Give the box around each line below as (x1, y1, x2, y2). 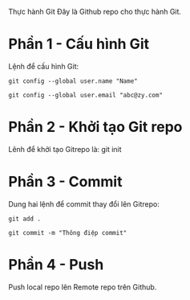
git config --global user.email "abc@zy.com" (8, 91, 163, 99)
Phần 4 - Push (8, 256, 104, 273)
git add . (8, 215, 42, 223)
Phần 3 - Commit (8, 173, 123, 191)
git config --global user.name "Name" (8, 76, 138, 85)
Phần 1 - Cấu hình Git (8, 35, 150, 53)
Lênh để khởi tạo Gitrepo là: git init (8, 144, 122, 154)
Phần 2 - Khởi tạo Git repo (8, 118, 183, 136)
